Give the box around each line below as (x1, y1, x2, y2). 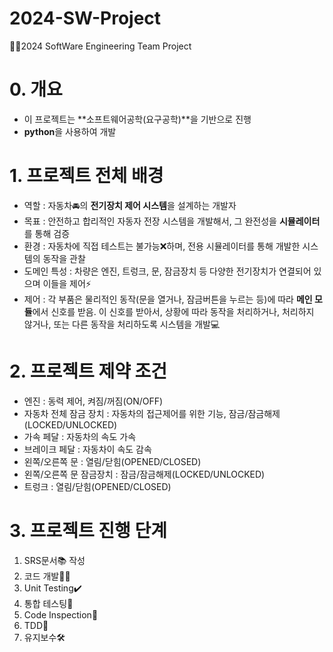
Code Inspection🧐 (23, 608, 99, 621)
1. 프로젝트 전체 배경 (9, 165, 164, 187)
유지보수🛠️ (23, 631, 66, 643)
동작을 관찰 (42, 252, 86, 264)
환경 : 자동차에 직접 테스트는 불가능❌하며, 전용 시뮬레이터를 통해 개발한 (23, 240, 301, 252)
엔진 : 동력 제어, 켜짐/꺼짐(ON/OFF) (23, 395, 164, 407)
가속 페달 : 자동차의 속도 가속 (23, 430, 137, 442)
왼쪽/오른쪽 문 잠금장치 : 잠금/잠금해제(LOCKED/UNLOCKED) (23, 468, 266, 480)
